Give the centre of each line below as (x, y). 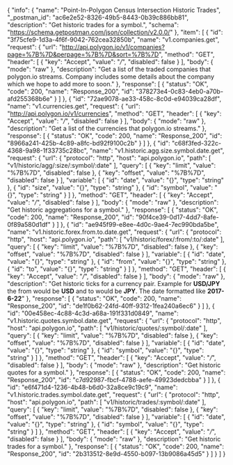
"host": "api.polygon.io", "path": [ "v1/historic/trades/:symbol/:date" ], (107, 402)
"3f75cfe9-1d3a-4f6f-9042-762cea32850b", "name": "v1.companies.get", (113, 40)
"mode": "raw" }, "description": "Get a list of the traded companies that (109, 69)
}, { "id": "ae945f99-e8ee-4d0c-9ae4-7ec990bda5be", (139, 224)
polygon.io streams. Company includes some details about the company (111, 77)
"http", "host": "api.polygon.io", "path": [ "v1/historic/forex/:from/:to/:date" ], (116, 239)
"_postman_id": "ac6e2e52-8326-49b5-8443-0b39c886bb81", (98, 17)
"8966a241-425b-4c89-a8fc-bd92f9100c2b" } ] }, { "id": (89, 143)
